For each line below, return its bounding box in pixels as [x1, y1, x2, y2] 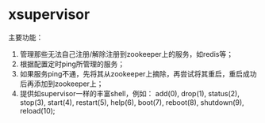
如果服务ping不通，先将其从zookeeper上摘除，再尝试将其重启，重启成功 [19, 69, 257, 78]
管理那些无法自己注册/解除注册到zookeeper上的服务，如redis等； [19, 49, 234, 58]
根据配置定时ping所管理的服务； [19, 59, 125, 69]
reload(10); [19, 106, 56, 115]
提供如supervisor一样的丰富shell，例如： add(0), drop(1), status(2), [19, 88, 240, 98]
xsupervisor [8, 6, 90, 24]
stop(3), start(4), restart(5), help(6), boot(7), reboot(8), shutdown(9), [19, 97, 244, 107]
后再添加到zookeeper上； [19, 79, 104, 88]
